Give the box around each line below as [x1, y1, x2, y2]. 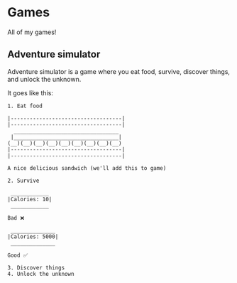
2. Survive [7, 177, 40, 184]
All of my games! [7, 28, 57, 36]
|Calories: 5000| [7, 233, 59, 240]
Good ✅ [7, 252, 28, 259]
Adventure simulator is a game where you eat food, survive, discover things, [7, 67, 231, 75]
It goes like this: [7, 88, 53, 97]
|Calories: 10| [7, 196, 53, 203]
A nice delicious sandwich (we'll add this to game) [7, 164, 167, 171]
